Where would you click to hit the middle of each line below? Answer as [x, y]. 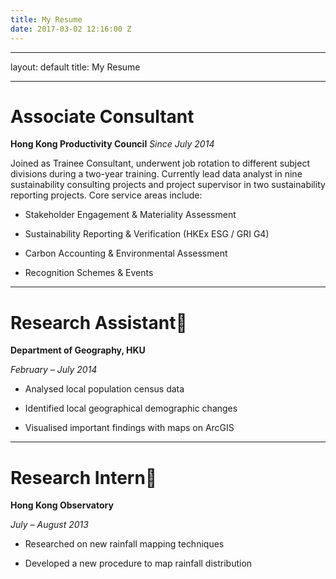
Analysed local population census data [104, 389]
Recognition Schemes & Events [89, 273]
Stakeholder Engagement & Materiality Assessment [130, 215]
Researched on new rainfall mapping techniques [124, 544]
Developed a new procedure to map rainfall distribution [138, 563]
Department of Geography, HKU [78, 350]
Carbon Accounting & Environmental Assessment [126, 253]
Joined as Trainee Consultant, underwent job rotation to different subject [160, 163]
